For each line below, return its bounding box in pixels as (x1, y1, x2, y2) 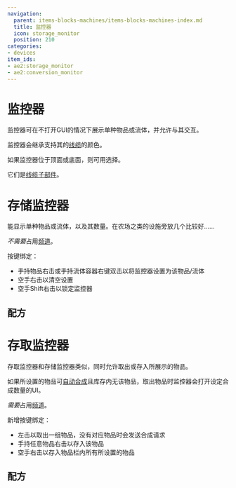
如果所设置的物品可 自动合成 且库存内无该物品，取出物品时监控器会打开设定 (7, 377, 223, 386)
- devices (7, 50, 37, 57)
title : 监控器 (13, 23, 52, 30)
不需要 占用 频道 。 (7, 237, 57, 245)
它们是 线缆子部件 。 (7, 170, 63, 179)
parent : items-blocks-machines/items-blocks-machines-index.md (13, 17, 202, 24)
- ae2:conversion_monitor (7, 69, 83, 76)
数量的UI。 (13, 386, 45, 394)
